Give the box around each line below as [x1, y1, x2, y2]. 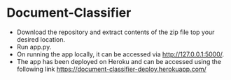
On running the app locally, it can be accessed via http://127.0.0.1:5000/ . [16, 50, 225, 58]
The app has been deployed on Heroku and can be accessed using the [16, 57, 222, 65]
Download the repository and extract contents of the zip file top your [16, 28, 215, 36]
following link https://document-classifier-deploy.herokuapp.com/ [16, 65, 207, 73]
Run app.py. [16, 42, 52, 51]
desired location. [16, 35, 66, 43]
